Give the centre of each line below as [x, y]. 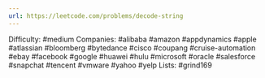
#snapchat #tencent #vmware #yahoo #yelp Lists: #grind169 [111, 65]
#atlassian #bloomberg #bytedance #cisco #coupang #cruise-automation [132, 48]
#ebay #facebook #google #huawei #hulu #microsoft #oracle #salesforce [132, 56]
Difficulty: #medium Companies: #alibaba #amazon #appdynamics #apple [133, 39]
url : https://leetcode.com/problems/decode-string [96, 16]
